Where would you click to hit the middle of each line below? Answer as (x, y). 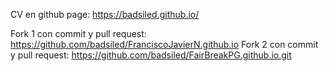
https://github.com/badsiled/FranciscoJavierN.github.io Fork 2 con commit (164, 44)
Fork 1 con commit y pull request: (78, 33)
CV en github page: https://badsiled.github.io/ (105, 14)
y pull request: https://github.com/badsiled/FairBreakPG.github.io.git (151, 55)
